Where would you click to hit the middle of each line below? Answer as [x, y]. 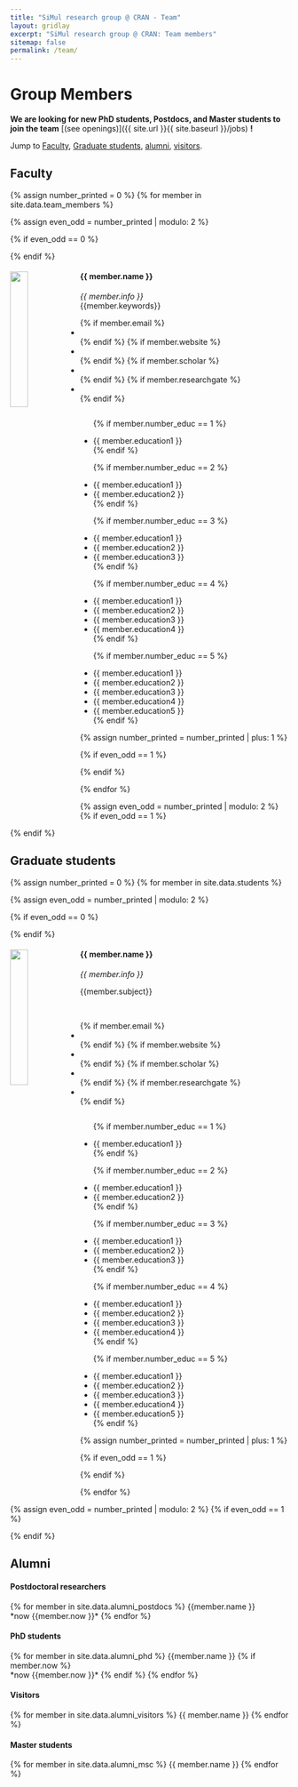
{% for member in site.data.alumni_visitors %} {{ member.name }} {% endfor [149, 1715]
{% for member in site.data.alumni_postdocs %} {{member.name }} [133, 1607]
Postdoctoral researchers [58, 1587]
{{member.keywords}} [121, 306]
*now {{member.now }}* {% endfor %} [81, 1615]
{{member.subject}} [117, 991]
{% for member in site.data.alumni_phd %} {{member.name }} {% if [133, 1655]
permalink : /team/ [44, 51]
